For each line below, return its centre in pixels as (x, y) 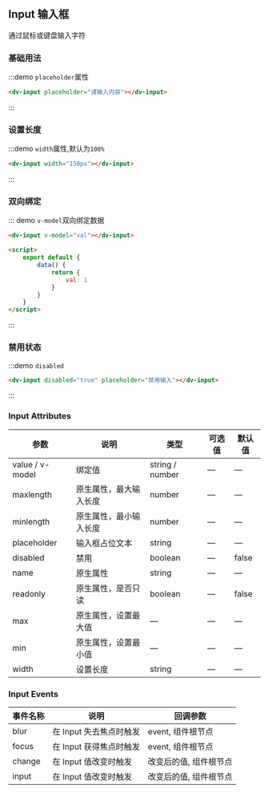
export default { (52, 258)
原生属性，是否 (104, 588)
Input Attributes (40, 416)
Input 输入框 (39, 14)
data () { (52, 265)
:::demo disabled (36, 365)
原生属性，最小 (104, 516)
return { (66, 272)
